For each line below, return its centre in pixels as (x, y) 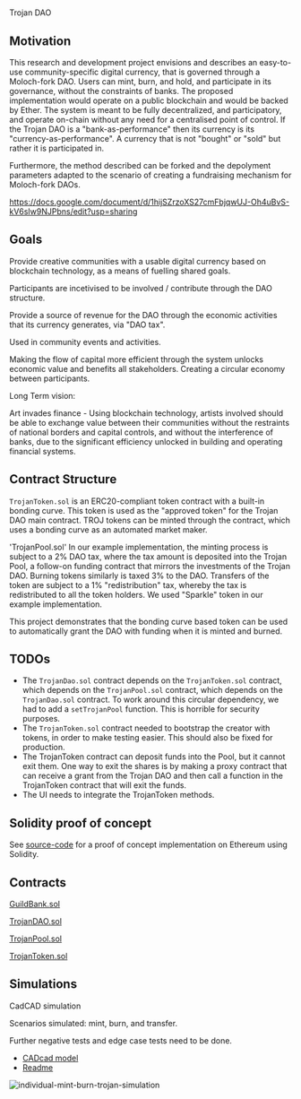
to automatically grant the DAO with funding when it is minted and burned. (146, 631)
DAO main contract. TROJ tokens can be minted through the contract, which (150, 520)
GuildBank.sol (35, 904)
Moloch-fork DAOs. (45, 185)
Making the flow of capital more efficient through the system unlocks (137, 359)
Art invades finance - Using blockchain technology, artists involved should (146, 413)
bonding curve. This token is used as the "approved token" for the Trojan (144, 510)
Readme (38, 1067)
